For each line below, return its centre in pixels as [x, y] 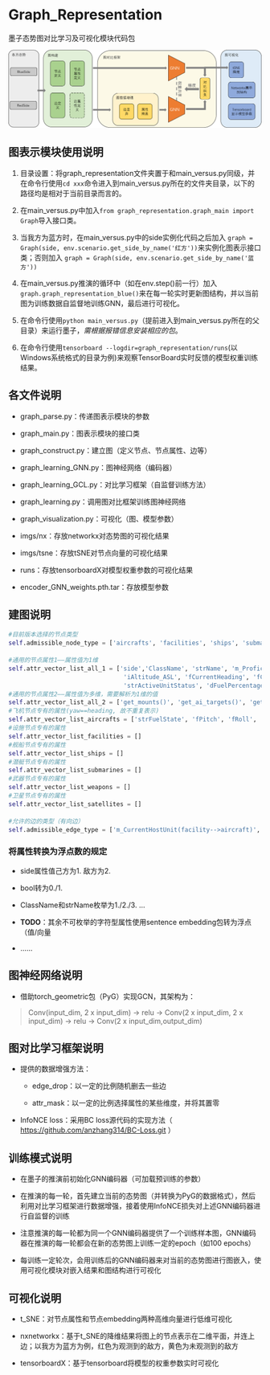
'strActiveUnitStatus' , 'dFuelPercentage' [195, 685]
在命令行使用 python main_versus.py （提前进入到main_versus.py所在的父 [139, 320]
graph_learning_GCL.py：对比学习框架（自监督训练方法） [115, 485]
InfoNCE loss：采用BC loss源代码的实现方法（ [96, 1120]
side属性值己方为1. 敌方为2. [65, 870]
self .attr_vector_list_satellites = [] [75, 804]
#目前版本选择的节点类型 [43, 635]
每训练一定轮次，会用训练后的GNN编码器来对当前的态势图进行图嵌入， [137, 1260]
